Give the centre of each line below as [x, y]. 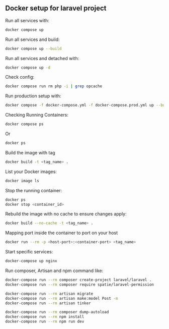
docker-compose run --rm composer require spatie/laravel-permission [80, 285]
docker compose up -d [28, 68]
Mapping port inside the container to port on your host [62, 233]
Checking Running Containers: [37, 115]
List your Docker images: [31, 172]
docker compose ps [24, 124]
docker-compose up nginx [31, 261]
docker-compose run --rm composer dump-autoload [57, 312]
